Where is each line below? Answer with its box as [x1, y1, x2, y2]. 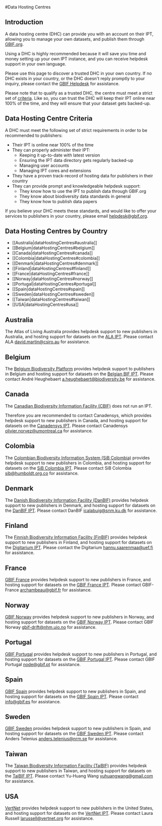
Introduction [5, 18, 44, 26]
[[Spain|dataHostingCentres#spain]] [12, 286, 85, 292]
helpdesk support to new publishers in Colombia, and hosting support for [5, 460, 151, 466]
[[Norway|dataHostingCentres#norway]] [12, 276, 93, 282]
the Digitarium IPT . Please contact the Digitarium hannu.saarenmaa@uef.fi [5, 545, 153, 551]
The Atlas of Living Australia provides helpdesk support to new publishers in [5, 329, 158, 334]
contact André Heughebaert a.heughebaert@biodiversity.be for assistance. [5, 376, 156, 382]
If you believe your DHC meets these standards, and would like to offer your [5, 208, 157, 214]
